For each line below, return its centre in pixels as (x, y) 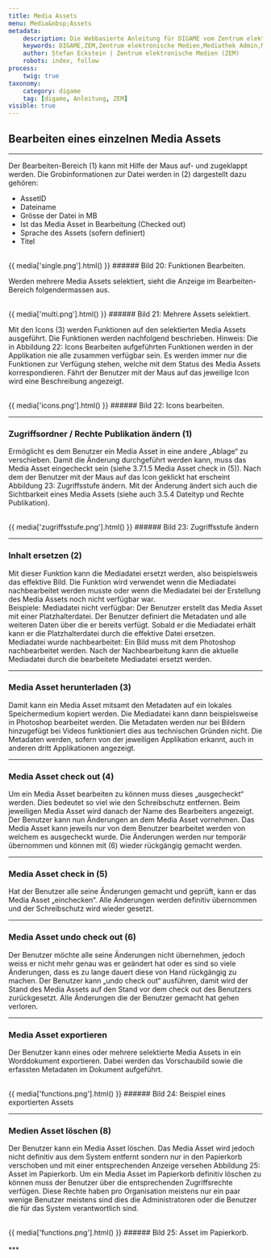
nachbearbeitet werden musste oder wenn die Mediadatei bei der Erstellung (134, 590)
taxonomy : (25, 83)
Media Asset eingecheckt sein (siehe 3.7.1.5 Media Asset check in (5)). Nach (135, 468)
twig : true (41, 76)
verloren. (23, 1006)
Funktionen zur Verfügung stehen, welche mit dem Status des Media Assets (134, 363)
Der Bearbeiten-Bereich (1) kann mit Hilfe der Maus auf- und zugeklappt (128, 166)
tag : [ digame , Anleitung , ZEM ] (75, 99)
